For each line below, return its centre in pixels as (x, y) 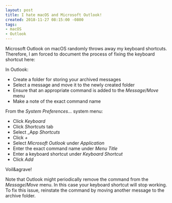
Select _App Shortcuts (36, 132)
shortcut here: (20, 59)
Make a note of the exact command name (57, 101)
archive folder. (21, 196)
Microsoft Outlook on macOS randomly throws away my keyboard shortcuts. (86, 49)
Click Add (23, 159)
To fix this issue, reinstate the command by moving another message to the (85, 190)
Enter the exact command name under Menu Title (65, 149)
